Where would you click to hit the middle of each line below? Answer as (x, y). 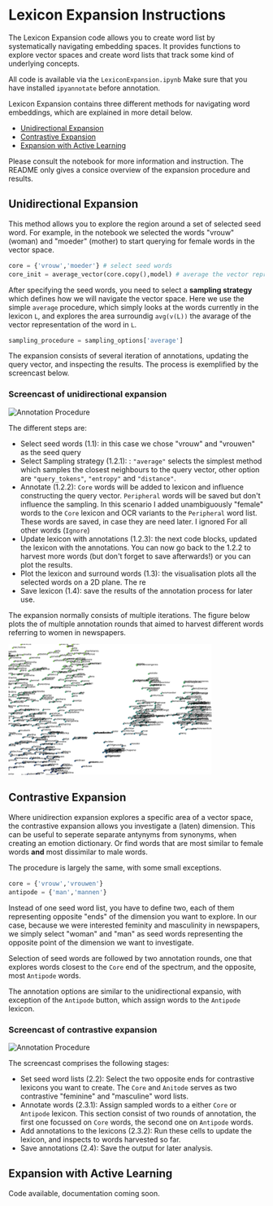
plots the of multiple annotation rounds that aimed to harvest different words (136, 624)
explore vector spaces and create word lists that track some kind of (121, 55)
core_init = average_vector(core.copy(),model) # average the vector (129, 274)
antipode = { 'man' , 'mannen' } (58, 892)
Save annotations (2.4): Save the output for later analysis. (117, 1148)
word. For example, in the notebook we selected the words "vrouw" (121, 232)
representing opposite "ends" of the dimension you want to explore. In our (133, 916)
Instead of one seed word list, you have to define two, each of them (121, 908)
